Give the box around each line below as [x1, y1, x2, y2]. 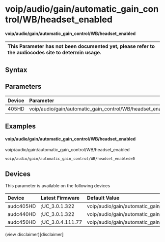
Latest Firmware [40, 195, 80, 201]
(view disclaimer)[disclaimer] [5, 232, 64, 237]
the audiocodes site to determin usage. [7, 49, 102, 56]
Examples [5, 122, 36, 130]
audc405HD [7, 203, 36, 209]
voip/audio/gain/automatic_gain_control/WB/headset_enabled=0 [5, 156, 135, 161]
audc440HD [7, 211, 36, 217]
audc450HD [7, 219, 36, 225]
